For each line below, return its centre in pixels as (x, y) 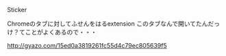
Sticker (17, 10)
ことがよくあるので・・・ (61, 32)
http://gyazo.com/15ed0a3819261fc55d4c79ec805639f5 (87, 46)
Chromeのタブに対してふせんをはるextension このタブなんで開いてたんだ (111, 24)
